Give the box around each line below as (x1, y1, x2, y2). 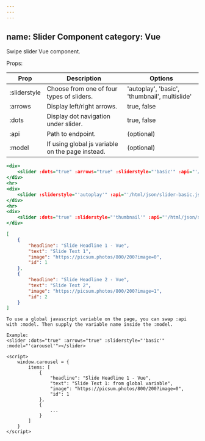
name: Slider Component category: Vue (6, 32, 161, 42)
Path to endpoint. (46, 130, 96, 138)
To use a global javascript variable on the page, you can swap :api (6, 316, 187, 322)
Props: (6, 59, 23, 67)
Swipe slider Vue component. (6, 48, 81, 55)
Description (67, 74, 102, 83)
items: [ (28, 364, 51, 371)
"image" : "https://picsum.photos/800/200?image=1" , (28, 288, 163, 294)
